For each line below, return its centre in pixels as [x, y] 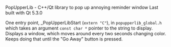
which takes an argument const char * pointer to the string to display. [79, 28]
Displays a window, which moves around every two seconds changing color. [86, 33]
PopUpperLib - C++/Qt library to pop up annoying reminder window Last [82, 7]
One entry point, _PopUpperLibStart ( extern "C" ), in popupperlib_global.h [84, 23]
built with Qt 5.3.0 [24, 13]
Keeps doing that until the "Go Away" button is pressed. [64, 39]
